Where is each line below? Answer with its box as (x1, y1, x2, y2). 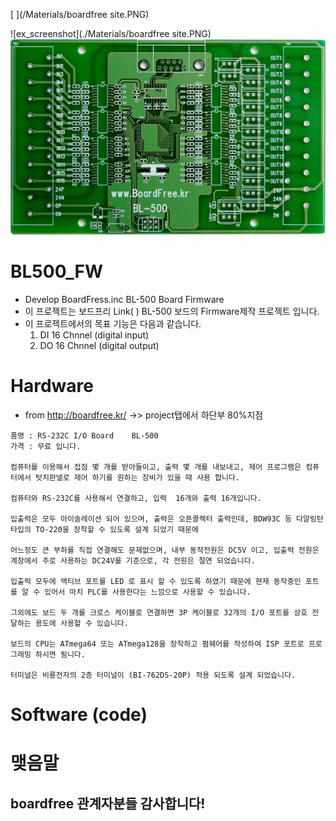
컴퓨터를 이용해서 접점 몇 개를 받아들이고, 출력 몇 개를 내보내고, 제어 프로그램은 (10, 462, 302, 473)
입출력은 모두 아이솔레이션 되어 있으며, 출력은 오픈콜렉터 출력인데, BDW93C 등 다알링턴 (10, 514, 324, 524)
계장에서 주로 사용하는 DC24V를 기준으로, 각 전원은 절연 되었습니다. (10, 556, 256, 566)
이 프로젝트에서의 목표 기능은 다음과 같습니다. (24, 318, 202, 330)
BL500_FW (10, 260, 104, 283)
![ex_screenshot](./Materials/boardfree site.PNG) (10, 28, 212, 39)
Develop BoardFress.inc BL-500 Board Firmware (24, 294, 225, 306)
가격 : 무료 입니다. (10, 442, 82, 452)
